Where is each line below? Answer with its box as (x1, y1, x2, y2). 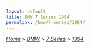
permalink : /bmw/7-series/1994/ (6, 19, 85, 25)
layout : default (6, 8, 46, 15)
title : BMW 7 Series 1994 (6, 14, 69, 20)
